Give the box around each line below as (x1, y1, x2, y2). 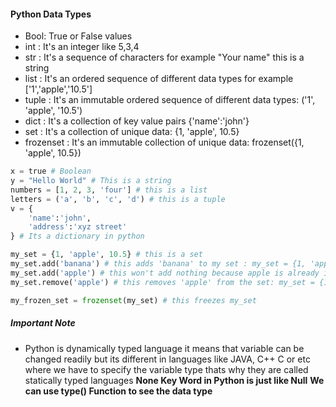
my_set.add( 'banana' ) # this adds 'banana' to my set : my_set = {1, (10, 259, 307, 269)
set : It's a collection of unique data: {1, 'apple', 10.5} (24, 126, 240, 138)
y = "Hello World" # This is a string (10, 176, 172, 186)
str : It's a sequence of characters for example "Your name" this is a (24, 51, 305, 64)
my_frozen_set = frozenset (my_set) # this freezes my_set (10, 295, 257, 305)
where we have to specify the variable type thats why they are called (24, 363, 309, 375)
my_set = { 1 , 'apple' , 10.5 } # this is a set (10, 250, 203, 260)
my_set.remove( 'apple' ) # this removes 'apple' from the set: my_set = (10, 277, 315, 287)
